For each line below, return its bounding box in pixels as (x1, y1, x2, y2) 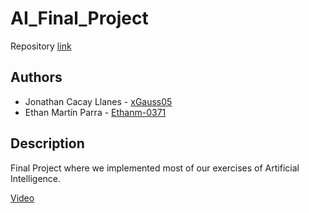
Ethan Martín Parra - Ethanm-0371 (24, 106, 167, 118)
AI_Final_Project (10, 7, 149, 30)
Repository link (10, 40, 72, 52)
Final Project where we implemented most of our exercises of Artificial (10, 162, 300, 174)
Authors (10, 69, 63, 86)
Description (10, 135, 85, 152)
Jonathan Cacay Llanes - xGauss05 (24, 95, 173, 107)
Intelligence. (10, 172, 62, 184)
